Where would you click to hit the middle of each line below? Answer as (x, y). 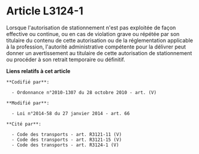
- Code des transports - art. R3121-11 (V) (67, 134)
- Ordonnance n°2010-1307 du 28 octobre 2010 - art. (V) (84, 92)
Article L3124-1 (45, 11)
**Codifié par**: (28, 82)
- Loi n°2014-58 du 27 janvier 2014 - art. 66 (71, 113)
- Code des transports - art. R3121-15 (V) (67, 140)
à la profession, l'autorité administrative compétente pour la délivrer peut (96, 47)
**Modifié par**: (28, 103)
